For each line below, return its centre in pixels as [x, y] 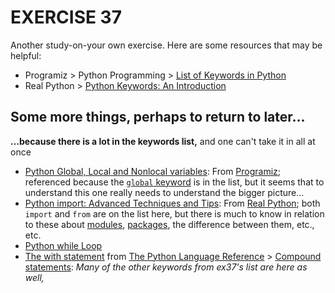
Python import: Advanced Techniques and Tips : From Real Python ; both [172, 203]
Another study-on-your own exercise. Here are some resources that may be [166, 45]
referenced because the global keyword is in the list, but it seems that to [174, 182]
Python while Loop [63, 245]
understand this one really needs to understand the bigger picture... [164, 192]
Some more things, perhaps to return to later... [158, 117]
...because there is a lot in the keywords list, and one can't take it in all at [163, 141]
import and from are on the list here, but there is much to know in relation [174, 213]
